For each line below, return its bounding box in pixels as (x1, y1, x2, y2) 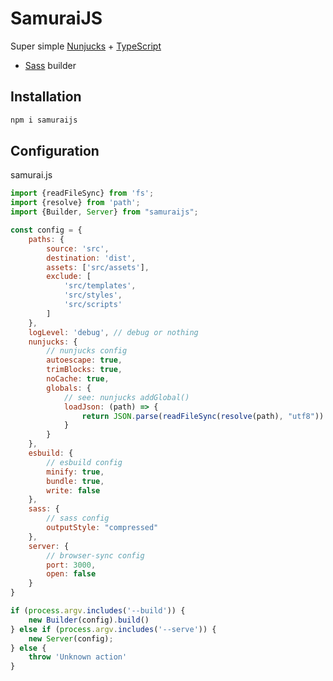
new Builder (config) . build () (28, 615, 150, 625)
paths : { (28, 234, 65, 244)
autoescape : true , (46, 355, 123, 366)
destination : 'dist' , (46, 253, 137, 263)
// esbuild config (46, 457, 123, 467)
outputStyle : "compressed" (46, 523, 159, 533)
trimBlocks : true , (46, 365, 123, 375)
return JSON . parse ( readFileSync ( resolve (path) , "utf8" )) (81, 411, 325, 421)
